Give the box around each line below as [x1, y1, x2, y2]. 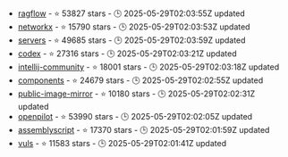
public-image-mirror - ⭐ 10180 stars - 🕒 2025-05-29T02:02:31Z [17, 88, 256, 99]
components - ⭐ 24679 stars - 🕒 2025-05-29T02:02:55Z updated [17, 75, 264, 86]
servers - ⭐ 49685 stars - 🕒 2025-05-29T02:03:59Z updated [17, 35, 246, 45]
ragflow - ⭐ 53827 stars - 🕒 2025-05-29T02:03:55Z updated [17, 8, 246, 19]
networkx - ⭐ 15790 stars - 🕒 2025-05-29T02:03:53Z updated [17, 21, 250, 32]
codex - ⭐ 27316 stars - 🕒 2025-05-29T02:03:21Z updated [17, 48, 237, 59]
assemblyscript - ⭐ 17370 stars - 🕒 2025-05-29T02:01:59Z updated [17, 125, 270, 135]
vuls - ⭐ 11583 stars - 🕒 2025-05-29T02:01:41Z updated [17, 138, 226, 148]
